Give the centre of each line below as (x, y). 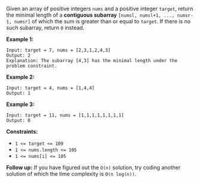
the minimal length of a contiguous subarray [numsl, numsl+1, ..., (91, 15)
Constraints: (22, 132)
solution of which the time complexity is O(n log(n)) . (71, 174)
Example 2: (20, 77)
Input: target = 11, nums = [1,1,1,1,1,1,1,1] (65, 115)
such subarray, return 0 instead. (45, 28)
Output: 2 (19, 56)
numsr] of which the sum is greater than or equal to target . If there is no (102, 21)
